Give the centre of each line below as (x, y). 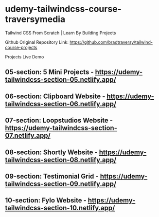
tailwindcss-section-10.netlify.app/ (60, 208)
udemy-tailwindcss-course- (63, 9)
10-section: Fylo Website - (46, 200)
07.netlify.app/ (28, 136)
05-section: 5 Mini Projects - (49, 72)
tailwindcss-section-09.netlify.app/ (61, 184)
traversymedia (35, 19)
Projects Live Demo (25, 56)
